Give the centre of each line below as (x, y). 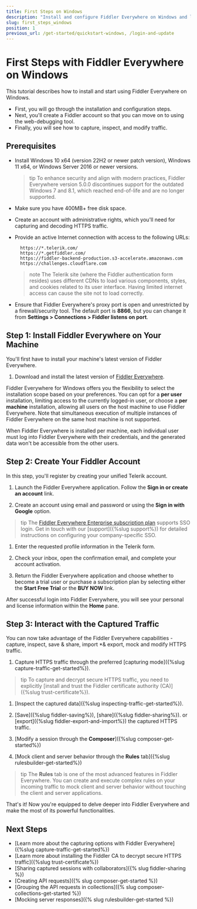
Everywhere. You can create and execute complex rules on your (98, 781)
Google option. (33, 511)
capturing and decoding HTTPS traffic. (61, 226)
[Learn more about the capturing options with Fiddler (79, 843)
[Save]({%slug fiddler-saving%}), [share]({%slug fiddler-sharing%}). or (101, 715)
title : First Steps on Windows (44, 11)
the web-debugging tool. (45, 122)
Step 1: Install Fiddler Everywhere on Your (84, 336)
